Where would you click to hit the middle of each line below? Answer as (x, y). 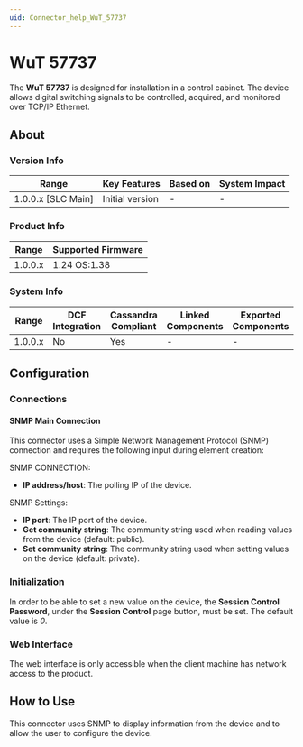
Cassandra (133, 315)
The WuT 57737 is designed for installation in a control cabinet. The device (149, 88)
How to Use (42, 701)
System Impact (252, 184)
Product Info (37, 226)
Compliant (134, 326)
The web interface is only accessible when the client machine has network (148, 663)
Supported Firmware (98, 249)
